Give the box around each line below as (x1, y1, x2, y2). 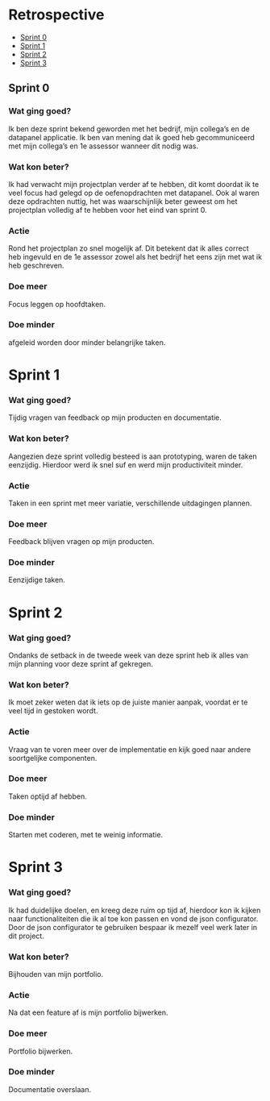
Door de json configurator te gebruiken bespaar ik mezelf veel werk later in (8, 922, 258, 932)
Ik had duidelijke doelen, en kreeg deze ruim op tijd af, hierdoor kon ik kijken (8, 905, 261, 915)
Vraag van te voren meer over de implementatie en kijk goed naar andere (8, 744, 251, 754)
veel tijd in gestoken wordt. (8, 706, 98, 716)
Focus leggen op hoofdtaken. (8, 299, 106, 309)
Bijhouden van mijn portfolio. (8, 969, 104, 978)
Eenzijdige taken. (8, 575, 66, 585)
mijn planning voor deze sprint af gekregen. (8, 659, 153, 668)
